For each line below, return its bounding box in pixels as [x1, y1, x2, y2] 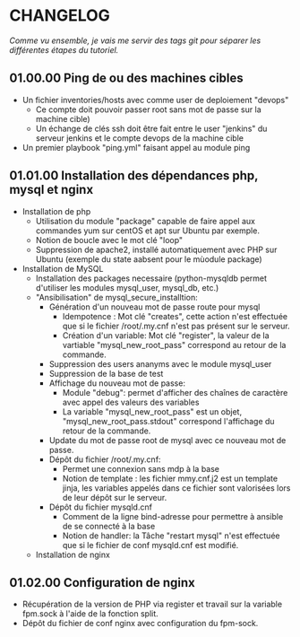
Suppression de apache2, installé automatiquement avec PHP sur [35, 244, 278, 255]
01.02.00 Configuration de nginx [9, 575, 195, 590]
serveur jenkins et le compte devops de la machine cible [35, 132, 244, 144]
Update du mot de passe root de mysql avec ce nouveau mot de [48, 434, 287, 445]
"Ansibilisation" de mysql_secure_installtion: [35, 292, 199, 302]
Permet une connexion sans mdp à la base [62, 463, 220, 474]
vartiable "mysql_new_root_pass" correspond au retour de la [62, 339, 287, 350]
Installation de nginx [35, 549, 110, 560]
